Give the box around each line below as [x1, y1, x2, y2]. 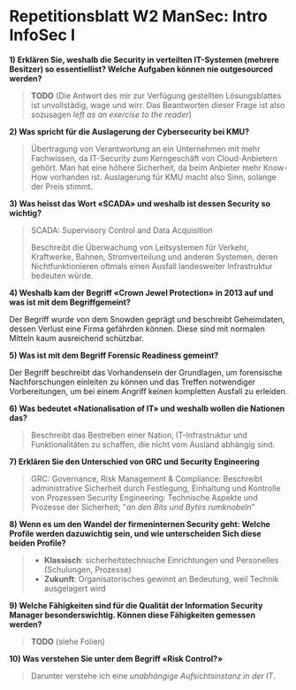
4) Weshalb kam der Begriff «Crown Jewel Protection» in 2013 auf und [9, 287, 274, 298]
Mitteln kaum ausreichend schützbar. [9, 332, 144, 343]
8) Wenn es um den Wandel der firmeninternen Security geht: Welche [9, 518, 271, 529]
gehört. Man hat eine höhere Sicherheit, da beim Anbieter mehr [30, 162, 262, 173]
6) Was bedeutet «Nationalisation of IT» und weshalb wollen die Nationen [9, 403, 285, 414]
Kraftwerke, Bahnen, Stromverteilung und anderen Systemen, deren [30, 251, 278, 262]
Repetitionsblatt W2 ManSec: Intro [9, 6, 268, 27]
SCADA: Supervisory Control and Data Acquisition [30, 224, 214, 236]
